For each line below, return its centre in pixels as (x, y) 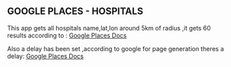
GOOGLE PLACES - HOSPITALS (75, 11)
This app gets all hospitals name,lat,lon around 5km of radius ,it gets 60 (109, 28)
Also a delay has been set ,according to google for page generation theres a (116, 48)
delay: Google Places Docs (46, 56)
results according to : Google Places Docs (67, 35)
